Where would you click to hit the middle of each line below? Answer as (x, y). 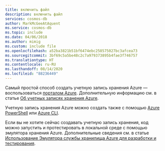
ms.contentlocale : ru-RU (31, 64)
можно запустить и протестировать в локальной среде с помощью (76, 127)
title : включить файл (27, 10)
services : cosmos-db (26, 19)
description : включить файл (34, 14)
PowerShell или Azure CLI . (32, 113)
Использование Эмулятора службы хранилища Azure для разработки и (81, 138)
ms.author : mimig (23, 42)
